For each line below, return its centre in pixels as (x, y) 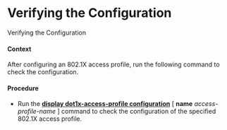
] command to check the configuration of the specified (137, 112)
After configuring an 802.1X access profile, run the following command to (114, 64)
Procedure (23, 88)
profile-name (37, 112)
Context (19, 49)
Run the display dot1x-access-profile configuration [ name (105, 104)
